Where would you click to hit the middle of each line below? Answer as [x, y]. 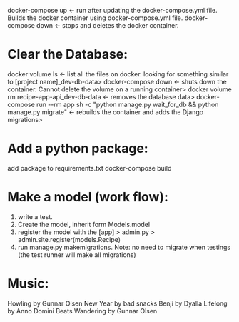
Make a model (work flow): [88, 197]
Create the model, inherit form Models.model [84, 224]
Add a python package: [78, 149]
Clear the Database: [68, 55]
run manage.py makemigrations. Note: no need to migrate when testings [124, 247]
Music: [28, 283]
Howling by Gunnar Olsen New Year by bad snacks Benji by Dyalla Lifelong [117, 303]
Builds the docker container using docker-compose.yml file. [95, 18]
